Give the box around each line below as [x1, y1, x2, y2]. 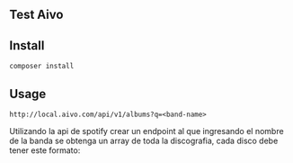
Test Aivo [9, 7, 64, 23]
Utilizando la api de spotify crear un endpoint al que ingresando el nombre [9, 126, 285, 137]
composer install [9, 62, 75, 71]
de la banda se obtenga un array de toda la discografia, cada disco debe [9, 135, 279, 147]
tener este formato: [9, 145, 81, 156]
